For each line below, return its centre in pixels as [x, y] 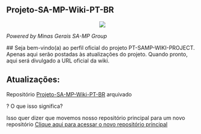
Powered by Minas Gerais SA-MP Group [57, 36]
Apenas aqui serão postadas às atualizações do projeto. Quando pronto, [97, 54]
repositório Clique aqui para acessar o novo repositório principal [87, 124]
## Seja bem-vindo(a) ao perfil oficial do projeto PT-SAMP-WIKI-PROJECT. [100, 47]
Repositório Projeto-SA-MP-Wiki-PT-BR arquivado [69, 94]
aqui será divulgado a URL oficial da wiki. [58, 61]
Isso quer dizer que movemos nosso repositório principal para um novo [96, 118]
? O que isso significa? [34, 106]
